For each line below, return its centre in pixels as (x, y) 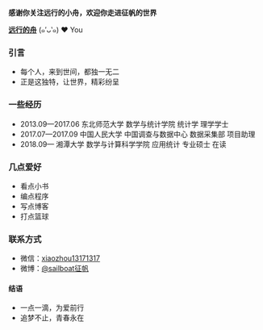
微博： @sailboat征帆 (54, 269)
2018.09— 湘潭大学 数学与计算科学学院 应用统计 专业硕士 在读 (123, 144)
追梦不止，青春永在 (52, 318)
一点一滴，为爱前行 (52, 308)
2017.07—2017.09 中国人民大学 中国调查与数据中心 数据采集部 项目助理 (138, 134)
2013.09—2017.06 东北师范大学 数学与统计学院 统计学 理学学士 (124, 123)
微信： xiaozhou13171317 (60, 258)
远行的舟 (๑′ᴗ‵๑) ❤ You (46, 30)
